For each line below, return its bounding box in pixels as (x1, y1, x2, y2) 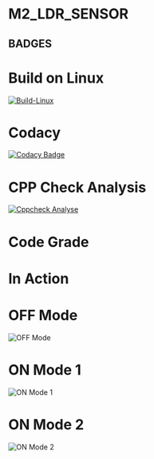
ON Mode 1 (8, 360, 81, 379)
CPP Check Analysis (8, 178, 147, 197)
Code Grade (8, 233, 89, 251)
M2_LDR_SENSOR (8, 5, 129, 23)
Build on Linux (8, 69, 105, 87)
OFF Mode (8, 306, 78, 324)
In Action (8, 270, 69, 287)
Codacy (8, 124, 61, 141)
